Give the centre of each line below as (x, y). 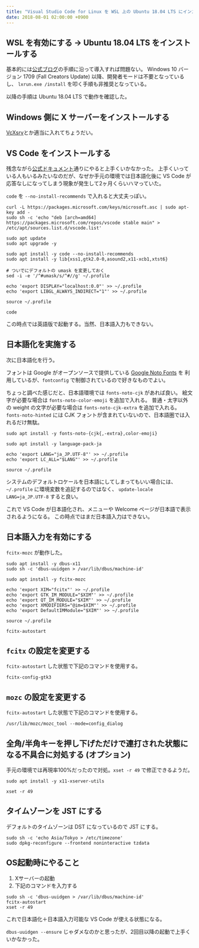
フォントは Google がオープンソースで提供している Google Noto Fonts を (95, 372)
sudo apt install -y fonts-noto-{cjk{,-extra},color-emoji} (82, 433)
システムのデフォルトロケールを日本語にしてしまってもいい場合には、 (91, 481)
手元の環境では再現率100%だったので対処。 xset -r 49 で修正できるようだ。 (99, 770)
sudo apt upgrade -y (32, 243)
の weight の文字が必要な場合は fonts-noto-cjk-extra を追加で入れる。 (93, 407)
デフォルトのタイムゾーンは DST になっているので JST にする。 (84, 826)
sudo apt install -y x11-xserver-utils (55, 781)
